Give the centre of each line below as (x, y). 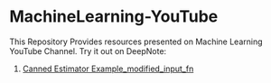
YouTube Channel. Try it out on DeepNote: (88, 51)
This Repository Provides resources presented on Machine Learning (136, 41)
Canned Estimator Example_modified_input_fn (108, 69)
